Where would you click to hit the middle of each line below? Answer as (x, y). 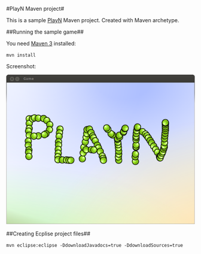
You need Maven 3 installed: (41, 43)
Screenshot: (21, 66)
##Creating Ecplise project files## (48, 234)
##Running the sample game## (45, 32)
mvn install (21, 55)
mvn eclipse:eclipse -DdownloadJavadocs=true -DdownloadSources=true (95, 245)
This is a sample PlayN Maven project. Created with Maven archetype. (93, 20)
